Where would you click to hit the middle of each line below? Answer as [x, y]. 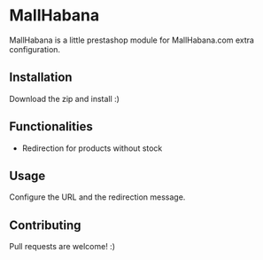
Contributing [45, 225]
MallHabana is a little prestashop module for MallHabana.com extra [132, 40]
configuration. [35, 49]
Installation [41, 78]
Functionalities [51, 126]
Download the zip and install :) [64, 98]
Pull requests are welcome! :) [62, 247]
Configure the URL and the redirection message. [97, 197]
